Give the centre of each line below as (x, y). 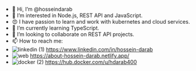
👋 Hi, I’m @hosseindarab (42, 9)
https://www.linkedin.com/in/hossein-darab (99, 49)
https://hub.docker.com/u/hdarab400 (91, 62)
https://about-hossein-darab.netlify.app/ (79, 56)
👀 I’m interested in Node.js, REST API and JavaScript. (77, 15)
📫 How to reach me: (37, 41)
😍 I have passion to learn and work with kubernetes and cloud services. (101, 22)
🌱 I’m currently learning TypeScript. (56, 28)
